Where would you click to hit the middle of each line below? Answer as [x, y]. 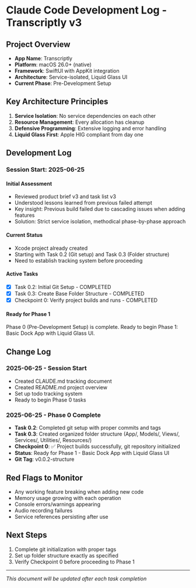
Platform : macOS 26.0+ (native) [53, 64]
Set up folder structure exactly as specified [66, 555]
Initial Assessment [29, 183]
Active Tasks [22, 274]
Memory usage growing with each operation [68, 498]
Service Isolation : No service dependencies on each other [85, 115]
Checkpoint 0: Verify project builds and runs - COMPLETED [86, 300]
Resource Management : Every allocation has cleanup [79, 122]
